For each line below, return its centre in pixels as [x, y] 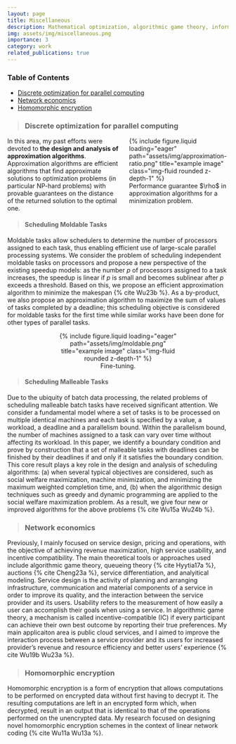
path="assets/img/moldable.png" [118, 343]
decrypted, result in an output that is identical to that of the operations [109, 711]
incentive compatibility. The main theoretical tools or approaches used [109, 558]
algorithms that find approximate [54, 171]
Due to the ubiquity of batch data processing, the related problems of [107, 397]
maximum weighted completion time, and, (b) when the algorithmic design [115, 487]
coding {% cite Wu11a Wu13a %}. [55, 733]
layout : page [26, 14]
